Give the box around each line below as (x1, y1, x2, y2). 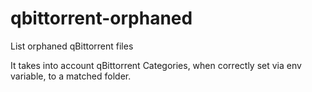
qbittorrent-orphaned (10, 7, 193, 30)
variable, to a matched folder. (10, 70, 132, 82)
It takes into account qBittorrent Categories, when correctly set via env (10, 59, 302, 71)
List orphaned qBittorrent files (10, 40, 134, 52)
